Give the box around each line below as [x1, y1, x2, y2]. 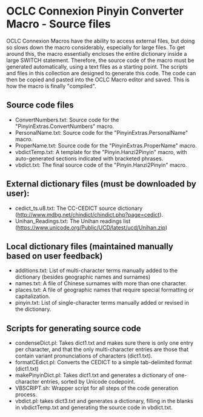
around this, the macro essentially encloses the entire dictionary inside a [6, 50, 187, 57]
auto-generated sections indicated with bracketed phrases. [15, 155, 164, 162]
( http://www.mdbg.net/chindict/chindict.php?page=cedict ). [15, 211, 164, 218]
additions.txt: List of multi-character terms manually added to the [15, 267, 178, 274]
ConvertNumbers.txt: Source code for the [15, 116, 119, 123]
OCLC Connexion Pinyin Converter [6, 4, 184, 18]
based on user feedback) [6, 251, 103, 261]
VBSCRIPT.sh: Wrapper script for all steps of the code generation [15, 384, 179, 392]
